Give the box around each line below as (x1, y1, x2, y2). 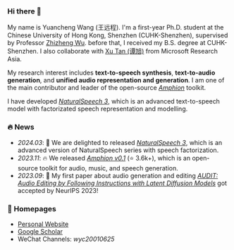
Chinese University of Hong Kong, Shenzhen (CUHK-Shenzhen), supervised (7, 31, 228, 39)
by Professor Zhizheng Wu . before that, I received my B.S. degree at (7, 39, 206, 47)
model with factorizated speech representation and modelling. (7, 105, 188, 113)
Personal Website (17, 220, 69, 228)
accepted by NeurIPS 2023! (17, 186, 99, 194)
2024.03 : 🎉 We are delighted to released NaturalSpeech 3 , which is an (17, 138, 223, 146)
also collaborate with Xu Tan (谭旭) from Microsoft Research (43, 47, 218, 56)
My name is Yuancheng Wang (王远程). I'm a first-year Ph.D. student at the (7, 23, 224, 32)
